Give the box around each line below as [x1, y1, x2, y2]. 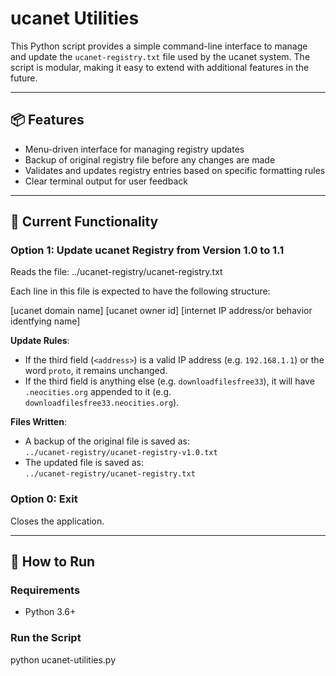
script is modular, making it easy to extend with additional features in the [10, 61, 310, 73]
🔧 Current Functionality [10, 213, 159, 231]
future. [10, 72, 38, 84]
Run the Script [10, 631, 82, 645]
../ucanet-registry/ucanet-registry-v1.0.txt [24, 448, 218, 458]
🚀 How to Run [10, 553, 96, 571]
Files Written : [10, 416, 67, 428]
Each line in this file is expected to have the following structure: [10, 285, 271, 297]
